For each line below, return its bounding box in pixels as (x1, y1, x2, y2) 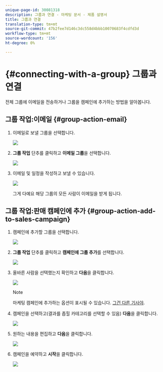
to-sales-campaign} (5, 215, 71, 223)
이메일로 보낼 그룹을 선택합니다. (12, 129, 75, 136)
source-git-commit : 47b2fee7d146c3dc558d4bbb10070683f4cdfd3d (5, 26, 139, 31)
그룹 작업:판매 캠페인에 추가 (5, 207, 86, 215)
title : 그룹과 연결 (5, 17, 41, 22)
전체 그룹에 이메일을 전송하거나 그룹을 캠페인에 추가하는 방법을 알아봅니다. (5, 98, 151, 105)
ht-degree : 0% (5, 41, 35, 46)
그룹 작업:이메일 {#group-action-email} (5, 115, 128, 124)
